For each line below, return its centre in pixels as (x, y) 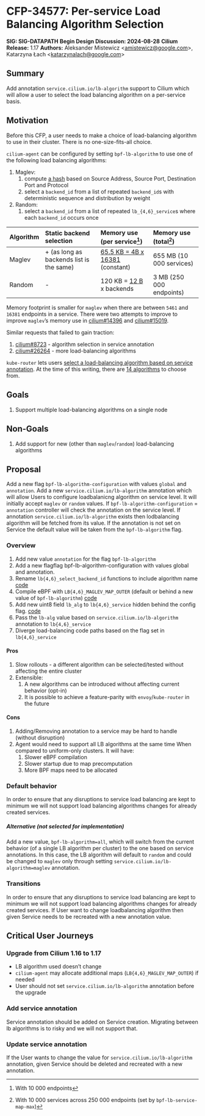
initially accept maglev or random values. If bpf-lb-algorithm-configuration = (102, 504)
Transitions (23, 884)
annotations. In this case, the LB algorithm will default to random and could (99, 855)
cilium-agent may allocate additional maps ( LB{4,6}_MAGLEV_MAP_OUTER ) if (107, 973)
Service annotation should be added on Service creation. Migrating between (102, 1022)
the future (37, 703)
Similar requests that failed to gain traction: (60, 332)
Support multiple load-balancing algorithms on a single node (91, 410)
